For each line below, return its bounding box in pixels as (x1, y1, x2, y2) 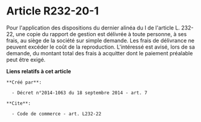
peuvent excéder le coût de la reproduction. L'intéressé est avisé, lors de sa (6, 43, 196, 50)
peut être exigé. (6, 56, 46, 63)
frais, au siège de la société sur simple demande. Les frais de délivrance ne (6, 37, 195, 44)
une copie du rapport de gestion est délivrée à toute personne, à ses (16, 30, 187, 37)
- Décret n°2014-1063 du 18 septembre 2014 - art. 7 (12, 90, 148, 96)
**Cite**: (6, 100, 31, 106)
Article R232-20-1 (6, 4, 99, 18)
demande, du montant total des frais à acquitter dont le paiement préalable (6, 49, 193, 56)
